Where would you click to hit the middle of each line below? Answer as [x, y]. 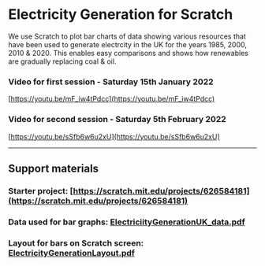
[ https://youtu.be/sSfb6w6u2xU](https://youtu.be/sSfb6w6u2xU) [114, 136]
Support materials [54, 168]
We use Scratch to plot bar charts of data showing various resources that [127, 36]
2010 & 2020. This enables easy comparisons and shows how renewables [128, 53]
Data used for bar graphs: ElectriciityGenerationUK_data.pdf [127, 222]
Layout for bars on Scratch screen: [76, 243]
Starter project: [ [41, 190]
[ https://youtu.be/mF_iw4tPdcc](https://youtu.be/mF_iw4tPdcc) [112, 99]
